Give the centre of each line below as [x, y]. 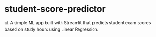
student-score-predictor [55, 9]
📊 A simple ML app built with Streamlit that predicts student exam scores [78, 22]
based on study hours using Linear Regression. [52, 29]
